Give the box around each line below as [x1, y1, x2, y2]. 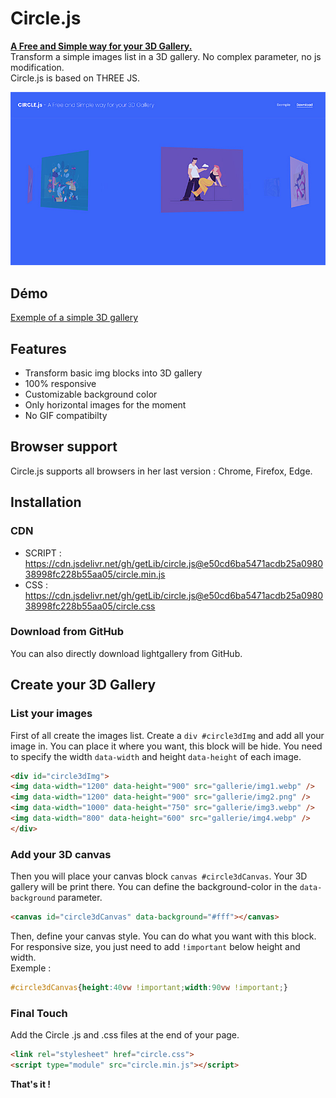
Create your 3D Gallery [10, 677, 157, 694]
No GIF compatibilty [24, 410, 108, 422]
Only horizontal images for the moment [24, 399, 187, 411]
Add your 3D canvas [10, 847, 112, 861]
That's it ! [10, 1078, 52, 1090]
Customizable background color [24, 388, 158, 401]
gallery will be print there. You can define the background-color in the [10, 881, 298, 893]
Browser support [10, 438, 118, 456]
